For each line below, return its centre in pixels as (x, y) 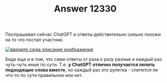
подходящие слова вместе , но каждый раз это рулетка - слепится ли (82, 70)
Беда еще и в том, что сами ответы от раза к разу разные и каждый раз (84, 59)
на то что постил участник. (35, 40)
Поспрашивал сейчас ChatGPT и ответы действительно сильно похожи (83, 34)
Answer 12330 (85, 9)
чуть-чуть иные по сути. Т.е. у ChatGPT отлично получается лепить (80, 65)
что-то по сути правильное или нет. (44, 75)
